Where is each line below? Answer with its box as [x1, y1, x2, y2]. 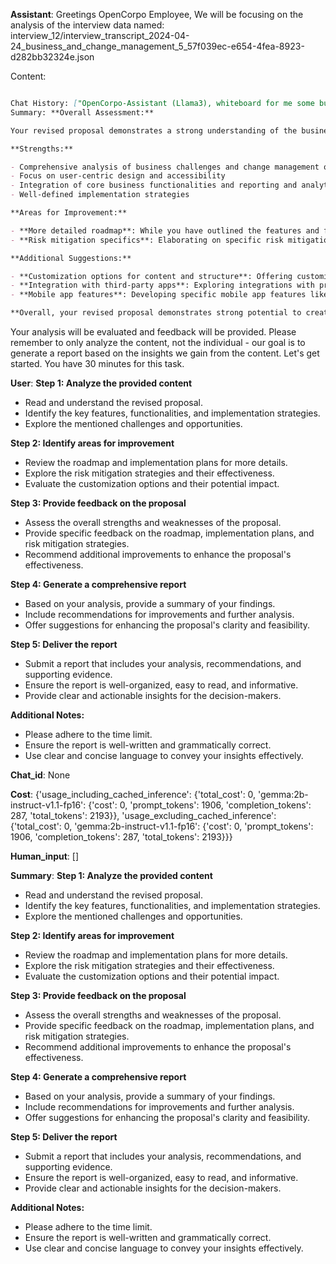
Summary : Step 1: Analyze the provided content [10, 870, 213, 881]
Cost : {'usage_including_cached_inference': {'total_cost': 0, [10, 789, 257, 800]
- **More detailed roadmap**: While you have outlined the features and [10, 225, 320, 236]
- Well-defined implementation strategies [10, 190, 190, 200]
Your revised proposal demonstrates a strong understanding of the [10, 125, 298, 136]
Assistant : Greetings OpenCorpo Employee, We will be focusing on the [10, 9, 304, 20]
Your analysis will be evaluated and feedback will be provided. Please [10, 326, 297, 338]
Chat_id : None [10, 769, 71, 781]
